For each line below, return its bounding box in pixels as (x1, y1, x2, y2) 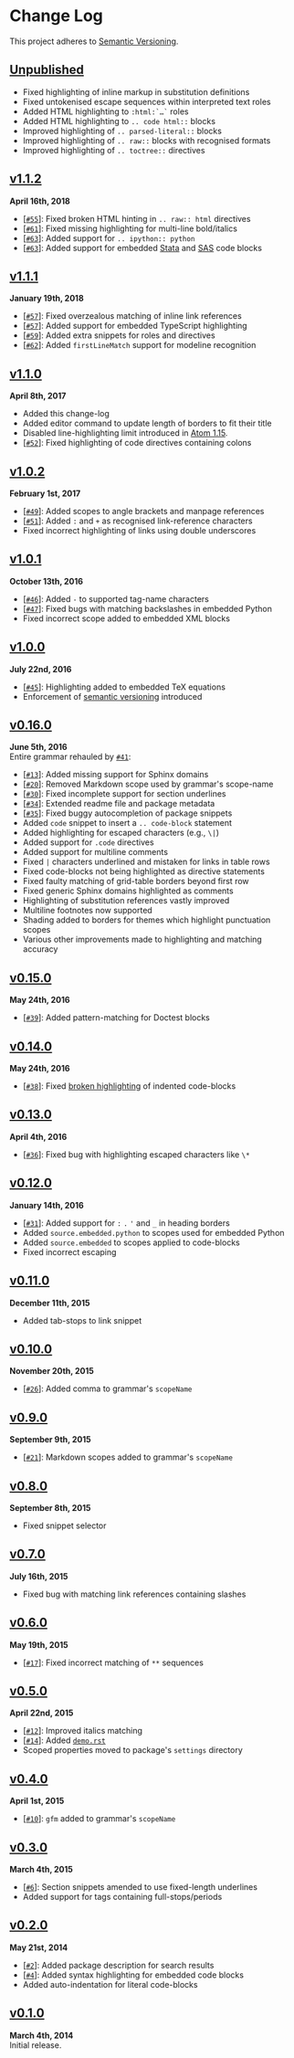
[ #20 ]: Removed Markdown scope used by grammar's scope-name (22, 778, 274, 790)
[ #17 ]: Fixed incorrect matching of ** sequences (22, 1657, 204, 1668)
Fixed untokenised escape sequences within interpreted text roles (22, 96, 271, 107)
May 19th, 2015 (9, 1639, 68, 1650)
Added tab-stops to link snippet (22, 1314, 142, 1325)
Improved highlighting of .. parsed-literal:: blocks (22, 125, 222, 136)
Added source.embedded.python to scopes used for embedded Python (22, 1227, 285, 1238)
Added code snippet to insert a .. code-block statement (22, 818, 233, 828)
